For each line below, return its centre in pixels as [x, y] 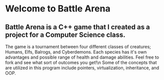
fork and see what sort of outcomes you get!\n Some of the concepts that [81, 62]
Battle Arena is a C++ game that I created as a [77, 27]
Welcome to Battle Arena [58, 9]
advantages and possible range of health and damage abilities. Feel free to [82, 57]
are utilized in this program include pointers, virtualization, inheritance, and [82, 68]
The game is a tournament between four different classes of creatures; [78, 47]
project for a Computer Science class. [65, 35]
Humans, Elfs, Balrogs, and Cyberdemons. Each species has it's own [76, 52]
